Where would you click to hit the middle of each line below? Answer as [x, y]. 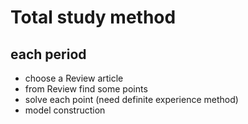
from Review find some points [86, 89]
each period [48, 54]
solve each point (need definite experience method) [131, 99]
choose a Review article [74, 78]
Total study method [93, 17]
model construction [65, 110]
